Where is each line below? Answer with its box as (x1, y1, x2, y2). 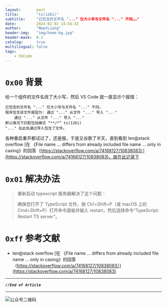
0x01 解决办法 (5, 173, 60, 185)
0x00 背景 (5, 77, 43, 88)
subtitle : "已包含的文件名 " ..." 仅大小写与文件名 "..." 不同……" (5, 16, 140, 21)
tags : (5, 49, 16, 54)
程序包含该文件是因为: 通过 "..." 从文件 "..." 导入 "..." (5, 110, 117, 115)
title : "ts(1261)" (5, 12, 59, 17)
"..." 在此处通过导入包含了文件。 (5, 126, 67, 131)
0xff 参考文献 (5, 233, 60, 244)
